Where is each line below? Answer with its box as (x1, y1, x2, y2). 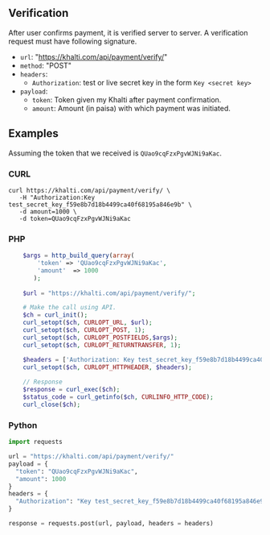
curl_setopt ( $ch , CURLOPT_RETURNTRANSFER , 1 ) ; (22, 341, 182, 349)
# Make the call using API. (22, 304, 117, 312)
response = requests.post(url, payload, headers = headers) (8, 520, 215, 528)
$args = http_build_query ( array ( (22, 251, 135, 260)
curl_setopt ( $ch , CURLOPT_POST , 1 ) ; (22, 326, 146, 334)
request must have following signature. (8, 36, 137, 46)
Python (8, 419, 38, 430)
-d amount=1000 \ (18, 207, 78, 216)
